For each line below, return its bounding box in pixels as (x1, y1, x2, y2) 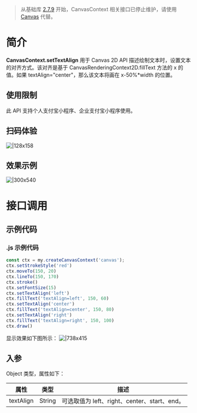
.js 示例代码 (6, 243, 39, 251)
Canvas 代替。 (20, 13, 56, 20)
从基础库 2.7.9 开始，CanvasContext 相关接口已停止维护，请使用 (20, 6, 177, 12)
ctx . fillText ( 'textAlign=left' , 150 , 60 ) (6, 296, 109, 301)
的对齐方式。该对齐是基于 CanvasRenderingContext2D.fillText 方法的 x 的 (6, 64, 183, 71)
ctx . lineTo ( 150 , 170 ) (6, 274, 59, 280)
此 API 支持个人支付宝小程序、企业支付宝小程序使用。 (6, 107, 136, 114)
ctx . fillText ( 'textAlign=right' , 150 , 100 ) (6, 317, 115, 323)
